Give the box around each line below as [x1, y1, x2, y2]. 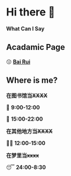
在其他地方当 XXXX [6, 127, 53, 134]
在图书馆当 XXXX [6, 92, 48, 99]
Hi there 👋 [6, 5, 55, 19]
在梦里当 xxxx [6, 152, 40, 159]
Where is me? [6, 76, 58, 86]
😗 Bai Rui [6, 58, 31, 65]
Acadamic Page [6, 42, 65, 52]
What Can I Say [6, 25, 45, 32]
